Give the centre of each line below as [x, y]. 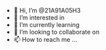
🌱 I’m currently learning [47, 25]
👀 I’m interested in [39, 18]
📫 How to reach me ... [45, 40]
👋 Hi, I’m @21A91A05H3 [47, 10]
